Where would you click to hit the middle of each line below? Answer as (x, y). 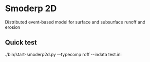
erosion (13, 27)
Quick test (21, 43)
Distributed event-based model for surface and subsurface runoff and (75, 22)
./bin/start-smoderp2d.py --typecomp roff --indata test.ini (63, 54)
